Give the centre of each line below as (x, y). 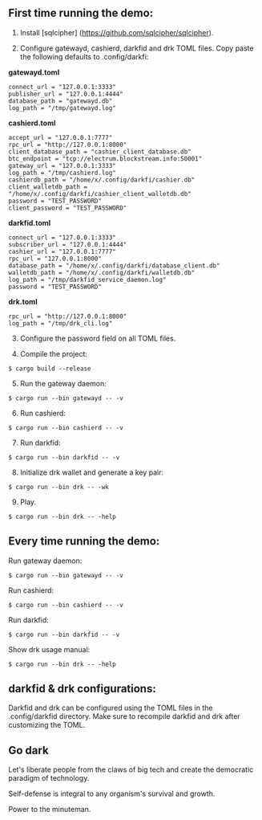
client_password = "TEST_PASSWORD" (68, 208)
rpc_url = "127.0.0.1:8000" (55, 259)
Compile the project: (54, 353)
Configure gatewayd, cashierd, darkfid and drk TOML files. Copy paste (137, 48)
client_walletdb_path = (48, 187)
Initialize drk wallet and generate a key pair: (92, 472)
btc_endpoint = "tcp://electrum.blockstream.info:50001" (105, 159)
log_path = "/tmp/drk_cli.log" (60, 323)
